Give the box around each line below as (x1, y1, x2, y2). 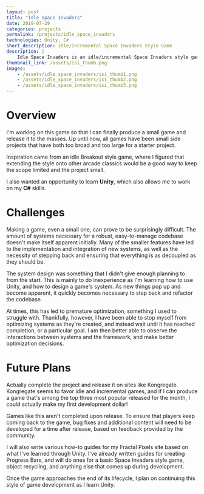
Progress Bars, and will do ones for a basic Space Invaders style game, (6, 456, 185, 464)
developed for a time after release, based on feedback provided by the (6, 425, 183, 432)
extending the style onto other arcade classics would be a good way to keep (6, 159, 197, 167)
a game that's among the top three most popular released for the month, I (6, 394, 190, 401)
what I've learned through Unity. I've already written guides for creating (6, 450, 185, 457)
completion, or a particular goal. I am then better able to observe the (6, 326, 177, 334)
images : (6, 65, 26, 72)
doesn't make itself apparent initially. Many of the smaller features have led (6, 238, 194, 246)
